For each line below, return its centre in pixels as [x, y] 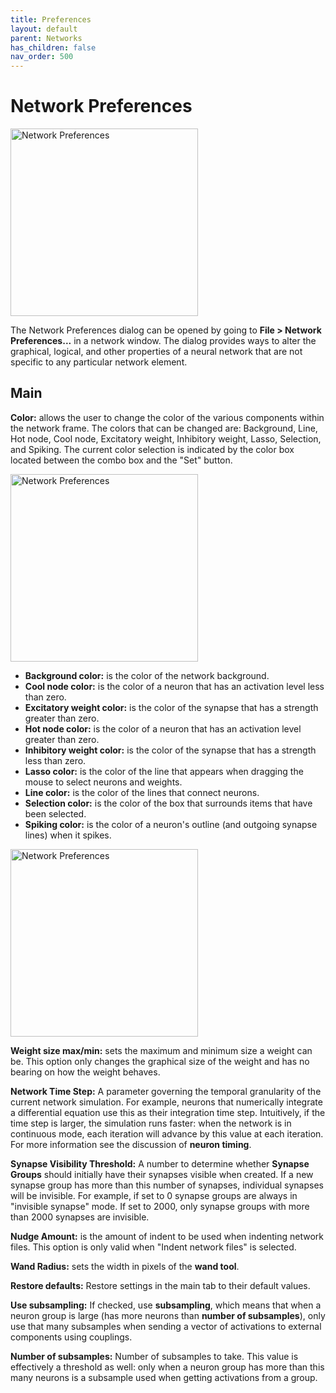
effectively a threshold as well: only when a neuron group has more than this [167, 1367]
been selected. [55, 813]
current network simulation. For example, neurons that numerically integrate [166, 1102]
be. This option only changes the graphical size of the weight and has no [160, 1061]
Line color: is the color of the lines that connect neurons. [142, 792]
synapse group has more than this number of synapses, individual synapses [167, 1185]
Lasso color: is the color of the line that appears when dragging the [164, 771]
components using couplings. [71, 1337]
